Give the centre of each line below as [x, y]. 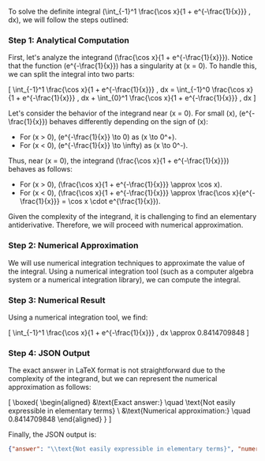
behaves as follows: [40, 169]
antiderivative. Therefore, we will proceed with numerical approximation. [126, 225]
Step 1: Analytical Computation [69, 40]
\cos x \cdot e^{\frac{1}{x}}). [114, 202]
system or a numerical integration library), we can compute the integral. [125, 279]
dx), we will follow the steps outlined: [68, 20]
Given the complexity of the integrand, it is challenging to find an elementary [132, 217]
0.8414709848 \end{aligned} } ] [60, 419]
